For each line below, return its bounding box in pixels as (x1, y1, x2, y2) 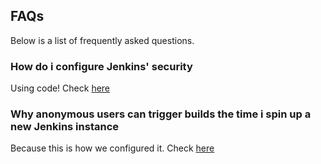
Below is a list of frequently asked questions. (10, 34, 195, 46)
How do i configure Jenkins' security (10, 59, 193, 73)
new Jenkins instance (10, 120, 120, 134)
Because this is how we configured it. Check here (10, 142, 215, 154)
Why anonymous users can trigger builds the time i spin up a (10, 107, 312, 121)
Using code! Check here (10, 82, 111, 94)
